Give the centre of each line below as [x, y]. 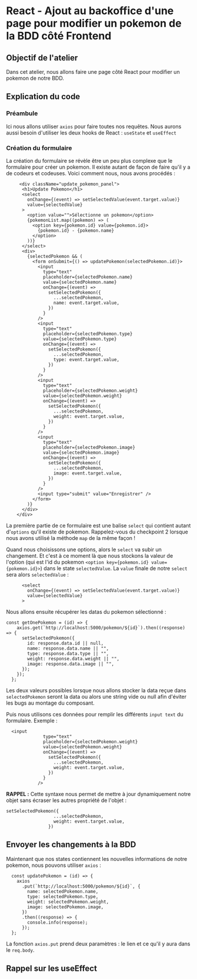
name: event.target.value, [86, 303]
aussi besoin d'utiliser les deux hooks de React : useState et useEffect [91, 132]
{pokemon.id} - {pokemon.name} [76, 230]
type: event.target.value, [86, 359]
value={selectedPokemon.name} [80, 282]
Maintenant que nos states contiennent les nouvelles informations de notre [97, 859]
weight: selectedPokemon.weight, [68, 902]
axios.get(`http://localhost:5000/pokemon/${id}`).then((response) [101, 628]
